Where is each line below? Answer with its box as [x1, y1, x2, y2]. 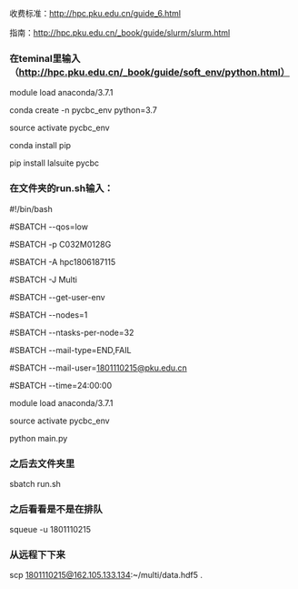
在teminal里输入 [9, 52, 81, 65]
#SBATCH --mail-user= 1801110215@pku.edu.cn [9, 362, 188, 373]
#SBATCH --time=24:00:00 [9, 380, 112, 391]
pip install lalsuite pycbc [9, 157, 100, 168]
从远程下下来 [9, 549, 66, 562]
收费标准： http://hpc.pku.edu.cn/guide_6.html [9, 8, 182, 18]
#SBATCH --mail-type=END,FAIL [9, 344, 132, 355]
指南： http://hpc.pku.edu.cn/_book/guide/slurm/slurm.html [9, 27, 231, 38]
